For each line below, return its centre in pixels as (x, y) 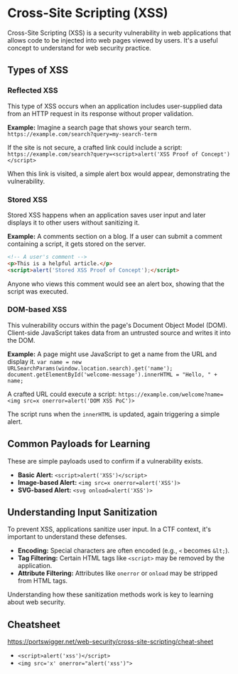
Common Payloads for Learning (79, 444)
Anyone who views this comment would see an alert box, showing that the (116, 284)
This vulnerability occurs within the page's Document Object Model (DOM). (117, 325)
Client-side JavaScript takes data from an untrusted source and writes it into (119, 333)
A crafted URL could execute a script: (62, 394)
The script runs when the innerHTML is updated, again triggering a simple (114, 414)
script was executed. (38, 291)
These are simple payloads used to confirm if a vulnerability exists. (106, 461)
